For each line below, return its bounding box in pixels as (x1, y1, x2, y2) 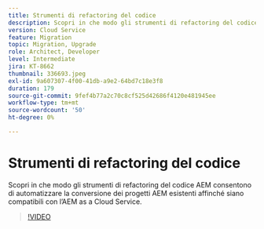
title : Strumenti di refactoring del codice (8, 11, 156, 20)
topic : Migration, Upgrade (8, 41, 97, 49)
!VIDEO (27, 212, 51, 221)
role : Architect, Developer (8, 48, 101, 56)
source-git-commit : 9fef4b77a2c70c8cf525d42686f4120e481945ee (8, 92, 216, 100)
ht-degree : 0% (8, 114, 55, 122)
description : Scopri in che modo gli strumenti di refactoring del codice (8, 19, 258, 27)
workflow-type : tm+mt (8, 99, 79, 107)
